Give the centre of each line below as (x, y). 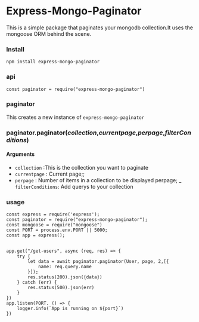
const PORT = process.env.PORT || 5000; (57, 230)
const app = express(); (36, 235)
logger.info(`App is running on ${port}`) (70, 309)
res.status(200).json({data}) (65, 277)
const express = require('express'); (53, 214)
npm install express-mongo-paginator (53, 62)
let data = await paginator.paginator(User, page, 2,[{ (98, 262)
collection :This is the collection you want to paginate (82, 167)
